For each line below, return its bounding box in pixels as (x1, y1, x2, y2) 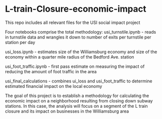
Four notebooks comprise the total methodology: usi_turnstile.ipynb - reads (5, 29, 157, 35)
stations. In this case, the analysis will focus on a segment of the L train (5, 103, 148, 109)
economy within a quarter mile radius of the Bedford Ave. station (5, 54, 135, 59)
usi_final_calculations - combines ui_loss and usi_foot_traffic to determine (5, 78, 152, 84)
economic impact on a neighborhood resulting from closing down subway (5, 98, 153, 103)
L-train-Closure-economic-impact (5, 3, 146, 15)
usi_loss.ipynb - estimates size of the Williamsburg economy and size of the (5, 49, 157, 55)
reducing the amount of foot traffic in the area (5, 68, 97, 74)
